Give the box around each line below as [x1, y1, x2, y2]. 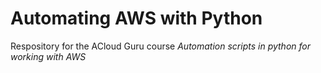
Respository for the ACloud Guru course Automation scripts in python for [10, 40, 311, 52]
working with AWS [10, 50, 87, 62]
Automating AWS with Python [10, 7, 263, 30]
